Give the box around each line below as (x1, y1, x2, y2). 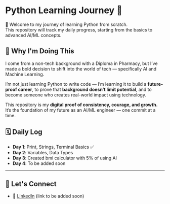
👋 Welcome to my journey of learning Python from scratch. (5, 21, 128, 27)
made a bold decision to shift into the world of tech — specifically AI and (5, 65, 157, 72)
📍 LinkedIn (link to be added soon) (12, 193, 84, 199)
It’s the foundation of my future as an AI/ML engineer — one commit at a (5, 107, 156, 113)
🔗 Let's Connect (5, 180, 57, 188)
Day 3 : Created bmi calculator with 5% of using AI (12, 155, 117, 161)
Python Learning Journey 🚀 (5, 5, 122, 16)
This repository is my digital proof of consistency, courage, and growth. (5, 101, 158, 108)
